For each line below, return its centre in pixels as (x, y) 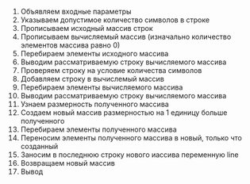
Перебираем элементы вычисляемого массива (102, 87)
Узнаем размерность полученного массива (94, 104)
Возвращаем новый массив (68, 163)
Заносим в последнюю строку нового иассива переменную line (129, 155)
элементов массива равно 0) (70, 45)
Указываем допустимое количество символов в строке (115, 20)
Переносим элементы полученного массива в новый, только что (131, 138)
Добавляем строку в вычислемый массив (92, 79)
